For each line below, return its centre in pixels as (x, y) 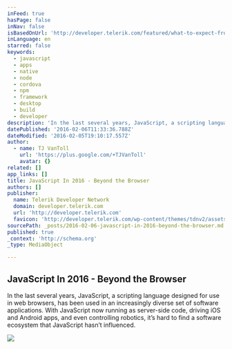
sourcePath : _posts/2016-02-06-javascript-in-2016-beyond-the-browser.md (116, 225)
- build (25, 110)
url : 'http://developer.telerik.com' (68, 213)
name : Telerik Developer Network (61, 200)
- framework (31, 97)
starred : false (29, 46)
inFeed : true (26, 13)
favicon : (26, 219)
